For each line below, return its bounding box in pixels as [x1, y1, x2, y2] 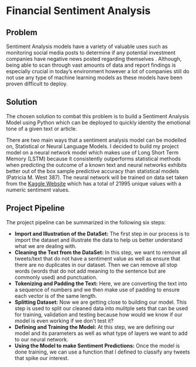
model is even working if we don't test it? [14, 317, 114, 324]
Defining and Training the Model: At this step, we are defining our [14, 323, 175, 330]
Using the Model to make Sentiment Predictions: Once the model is [14, 342, 180, 349]
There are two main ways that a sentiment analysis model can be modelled [6, 136, 186, 143]
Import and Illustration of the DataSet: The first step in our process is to [14, 230, 190, 237]
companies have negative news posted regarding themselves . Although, [6, 56, 182, 62]
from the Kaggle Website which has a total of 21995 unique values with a [6, 180, 181, 187]
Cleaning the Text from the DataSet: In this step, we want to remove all [14, 249, 187, 256]
